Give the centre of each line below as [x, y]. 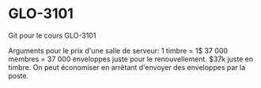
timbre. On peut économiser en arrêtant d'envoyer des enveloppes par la [127, 67]
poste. [19, 75]
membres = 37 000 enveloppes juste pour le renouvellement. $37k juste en [131, 59]
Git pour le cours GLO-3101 [52, 35]
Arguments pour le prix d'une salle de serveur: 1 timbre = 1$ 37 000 [118, 50]
